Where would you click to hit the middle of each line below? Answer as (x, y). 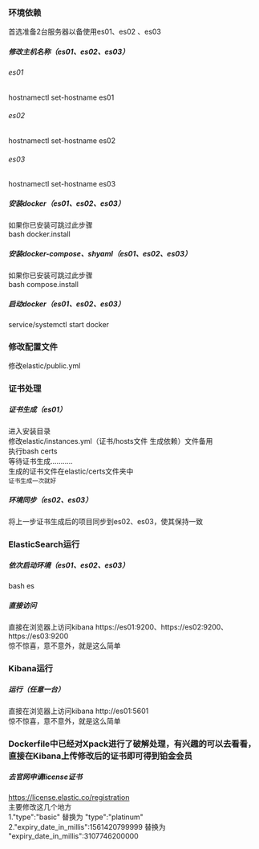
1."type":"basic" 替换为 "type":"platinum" (76, 817)
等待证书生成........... (41, 461)
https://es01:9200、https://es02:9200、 (162, 627)
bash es (21, 586)
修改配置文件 (33, 347)
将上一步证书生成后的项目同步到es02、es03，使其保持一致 (105, 522)
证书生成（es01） (37, 409)
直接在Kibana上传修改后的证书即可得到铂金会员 (100, 756)
